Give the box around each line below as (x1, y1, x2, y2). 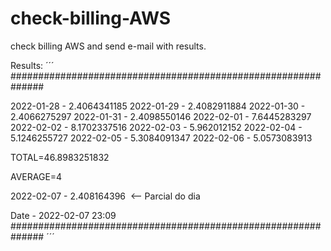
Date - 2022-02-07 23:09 (10, 209, 117, 221)
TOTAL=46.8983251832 (10, 151, 110, 163)
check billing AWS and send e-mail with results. (10, 40, 207, 52)
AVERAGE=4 (10, 170, 63, 182)
